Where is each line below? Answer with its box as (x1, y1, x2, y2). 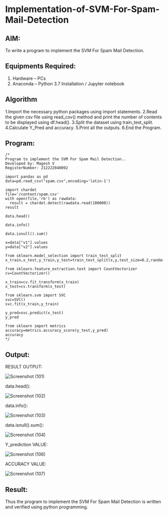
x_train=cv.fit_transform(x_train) (5, 280, 79, 285)
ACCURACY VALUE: (5, 461, 46, 467)
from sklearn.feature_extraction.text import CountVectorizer (5, 267, 137, 272)
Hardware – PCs (12, 75, 46, 81)
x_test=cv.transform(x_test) (5, 284, 66, 289)
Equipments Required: (5, 62, 76, 71)
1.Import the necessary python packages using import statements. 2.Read (5, 108, 157, 114)
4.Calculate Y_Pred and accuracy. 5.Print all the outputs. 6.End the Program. (5, 124, 162, 131)
